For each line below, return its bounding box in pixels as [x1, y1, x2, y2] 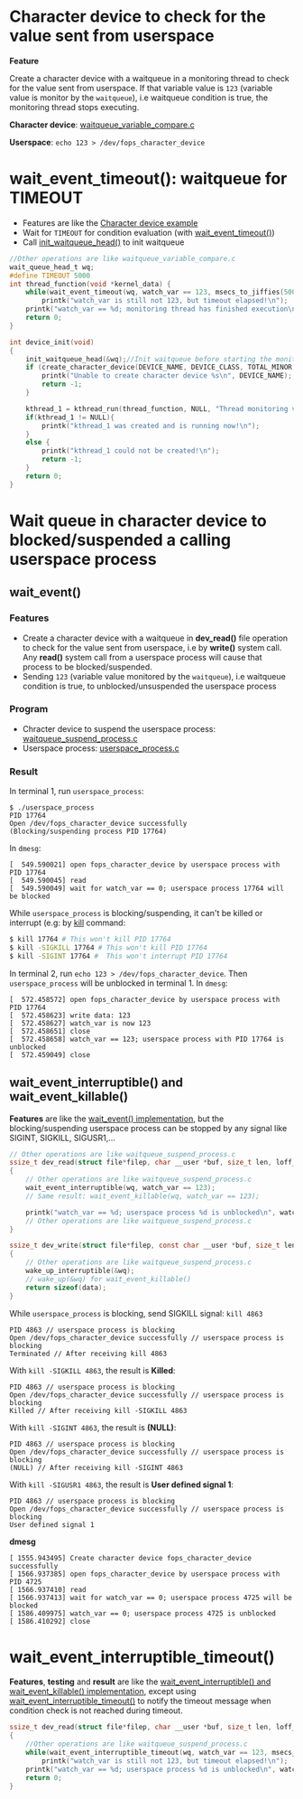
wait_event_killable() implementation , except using [9, 1686, 197, 1697]
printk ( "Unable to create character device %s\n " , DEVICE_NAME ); [41, 371, 293, 380]
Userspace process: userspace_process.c [22, 743, 180, 754]
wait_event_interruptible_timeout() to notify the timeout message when [9, 1696, 272, 1707]
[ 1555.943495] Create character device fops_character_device [9, 1553, 252, 1562]
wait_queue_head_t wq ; [9, 262, 95, 272]
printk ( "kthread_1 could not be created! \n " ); [41, 446, 220, 455]
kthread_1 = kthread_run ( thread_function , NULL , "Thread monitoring [25, 404, 289, 413]
